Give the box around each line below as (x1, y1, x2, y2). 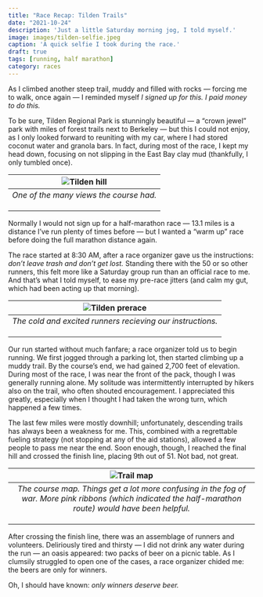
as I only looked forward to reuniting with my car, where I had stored (8, 133, 229, 142)
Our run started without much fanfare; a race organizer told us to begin (8, 344, 237, 354)
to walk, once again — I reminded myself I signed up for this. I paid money (8, 92, 247, 102)
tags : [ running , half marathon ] (8, 56, 113, 64)
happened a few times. (8, 402, 82, 412)
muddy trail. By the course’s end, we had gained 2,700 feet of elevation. (8, 361, 240, 370)
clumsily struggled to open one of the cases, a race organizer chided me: (8, 556, 244, 566)
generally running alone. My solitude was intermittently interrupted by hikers (8, 377, 254, 387)
